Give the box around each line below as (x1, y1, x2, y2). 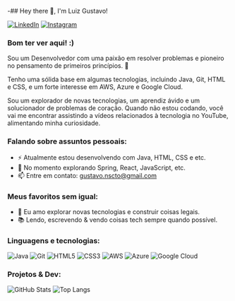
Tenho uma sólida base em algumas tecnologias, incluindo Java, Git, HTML (7, 75, 226, 84)
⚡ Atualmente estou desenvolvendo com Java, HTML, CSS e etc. (17, 153, 206, 162)
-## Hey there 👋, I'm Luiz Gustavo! (7, 7, 108, 15)
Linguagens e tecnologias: (7, 235, 100, 245)
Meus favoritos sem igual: (7, 191, 99, 201)
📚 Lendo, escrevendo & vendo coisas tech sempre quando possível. (17, 216, 217, 224)
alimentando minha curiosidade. (7, 119, 101, 127)
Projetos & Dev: (7, 269, 61, 279)
